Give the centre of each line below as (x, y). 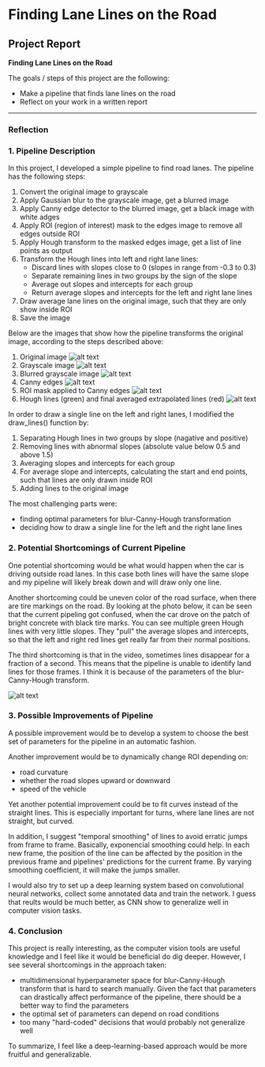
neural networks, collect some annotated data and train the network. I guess (132, 893)
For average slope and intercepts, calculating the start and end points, (134, 471)
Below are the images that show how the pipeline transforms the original (126, 333)
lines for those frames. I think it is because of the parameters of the (118, 672)
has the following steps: (47, 176)
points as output (46, 251)
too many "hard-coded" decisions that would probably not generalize (132, 1023)
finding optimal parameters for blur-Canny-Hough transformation (125, 519)
